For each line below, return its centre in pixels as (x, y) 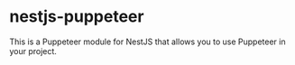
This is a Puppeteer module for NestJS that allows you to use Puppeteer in (147, 42)
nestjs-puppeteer (77, 17)
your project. (33, 51)
